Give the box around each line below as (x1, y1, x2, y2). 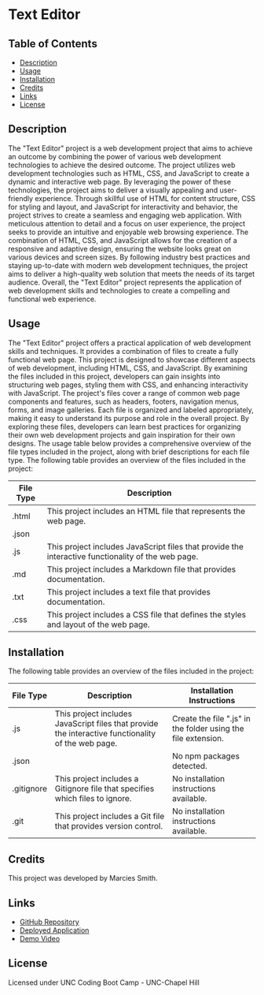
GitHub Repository (19, 917, 80, 927)
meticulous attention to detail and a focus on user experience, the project (8, 218, 246, 228)
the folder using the (171, 723, 244, 734)
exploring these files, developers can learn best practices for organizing (8, 422, 241, 431)
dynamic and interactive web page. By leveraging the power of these (8, 177, 232, 186)
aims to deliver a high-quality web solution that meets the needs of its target (8, 269, 255, 278)
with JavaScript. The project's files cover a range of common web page (8, 388, 240, 397)
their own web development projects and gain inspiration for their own (8, 430, 236, 439)
